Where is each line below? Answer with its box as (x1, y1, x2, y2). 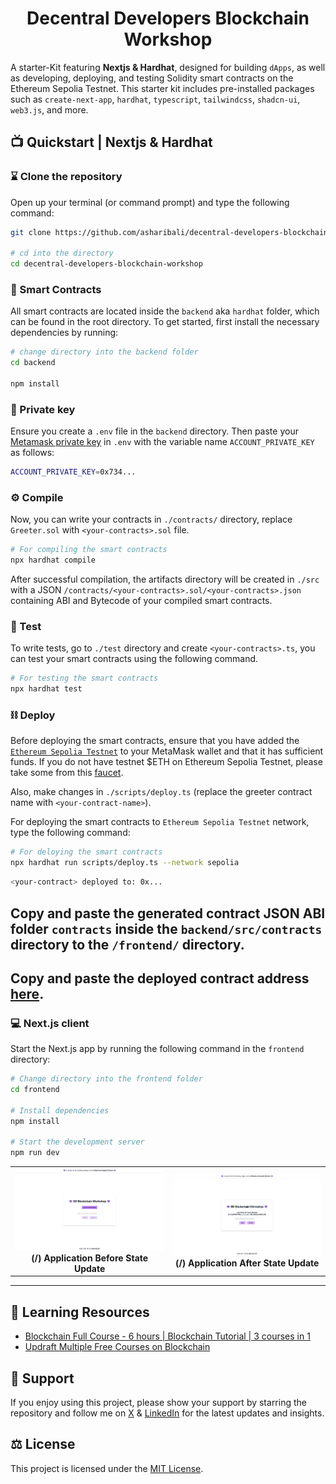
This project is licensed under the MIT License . (10, 1462, 204, 1474)
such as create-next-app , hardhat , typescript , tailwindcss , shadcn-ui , (10, 93, 301, 105)
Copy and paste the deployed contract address (10, 970, 310, 987)
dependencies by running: (10, 327, 119, 339)
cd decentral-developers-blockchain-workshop (10, 259, 203, 269)
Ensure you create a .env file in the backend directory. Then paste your (10, 425, 299, 437)
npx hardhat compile (10, 555, 97, 566)
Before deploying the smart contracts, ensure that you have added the (10, 735, 300, 747)
